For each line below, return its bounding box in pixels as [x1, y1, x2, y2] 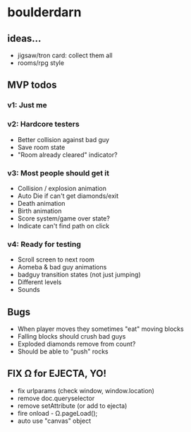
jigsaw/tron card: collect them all [17, 51, 113, 59]
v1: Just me [7, 100, 47, 110]
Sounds [17, 286, 40, 294]
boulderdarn [7, 4, 82, 21]
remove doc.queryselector [17, 394, 95, 402]
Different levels [17, 278, 62, 286]
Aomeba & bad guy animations [17, 263, 107, 272]
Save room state [17, 143, 66, 151]
